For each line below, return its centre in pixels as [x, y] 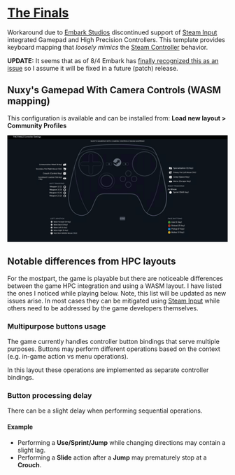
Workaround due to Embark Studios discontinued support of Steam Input [112, 32]
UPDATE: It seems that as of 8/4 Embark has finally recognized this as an [113, 60]
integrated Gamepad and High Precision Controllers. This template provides [116, 39]
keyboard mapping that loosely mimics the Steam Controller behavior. [108, 47]
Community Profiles [37, 125]
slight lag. [31, 450]
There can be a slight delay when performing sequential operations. [105, 411]
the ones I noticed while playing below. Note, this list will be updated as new [117, 293]
